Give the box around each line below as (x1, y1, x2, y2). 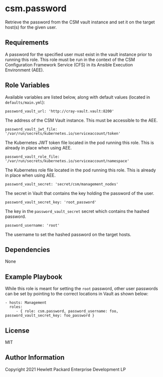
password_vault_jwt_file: (5, 126, 57, 132)
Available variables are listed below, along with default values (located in (5, 94, 150, 100)
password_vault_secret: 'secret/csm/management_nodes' (5, 182, 119, 187)
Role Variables (5, 81, 50, 89)
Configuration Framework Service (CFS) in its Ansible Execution (5, 62, 133, 67)
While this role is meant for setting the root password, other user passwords (5, 286, 158, 292)
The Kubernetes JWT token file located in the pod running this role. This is (5, 140, 154, 146)
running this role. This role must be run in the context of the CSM (5, 57, 135, 63)
